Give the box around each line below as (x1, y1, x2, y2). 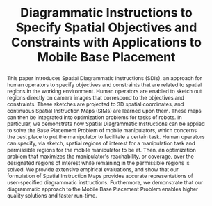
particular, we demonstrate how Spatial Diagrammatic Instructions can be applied (6, 120, 205, 127)
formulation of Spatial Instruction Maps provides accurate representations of (6, 172, 193, 180)
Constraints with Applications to (11, 35, 202, 50)
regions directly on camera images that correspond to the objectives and (6, 94, 184, 102)
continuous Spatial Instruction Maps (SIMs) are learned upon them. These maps (6, 106, 202, 114)
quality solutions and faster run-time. (6, 191, 97, 199)
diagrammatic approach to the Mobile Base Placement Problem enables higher (6, 185, 199, 193)
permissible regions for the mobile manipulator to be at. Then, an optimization (6, 146, 196, 154)
